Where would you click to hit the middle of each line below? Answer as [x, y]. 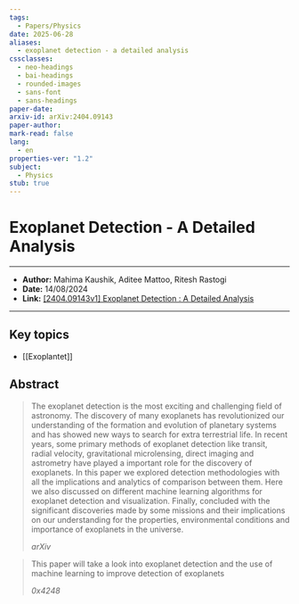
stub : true [29, 184]
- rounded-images [49, 84]
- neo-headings [45, 68]
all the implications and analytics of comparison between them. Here [157, 482]
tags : [19, 17]
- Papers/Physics [49, 26]
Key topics [39, 335]
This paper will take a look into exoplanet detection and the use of [152, 564]
